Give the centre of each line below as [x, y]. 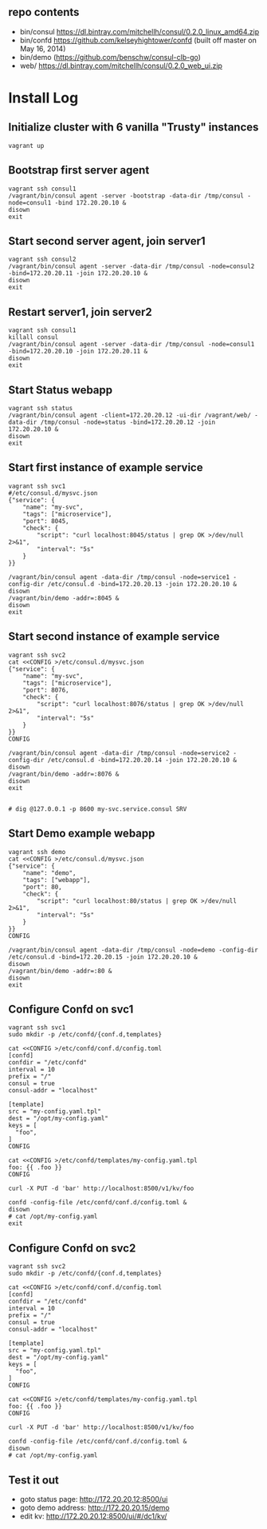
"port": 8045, [46, 521]
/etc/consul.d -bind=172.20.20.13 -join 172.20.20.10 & [142, 584]
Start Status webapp [61, 390]
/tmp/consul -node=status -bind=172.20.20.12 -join [128, 422]
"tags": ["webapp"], [57, 880]
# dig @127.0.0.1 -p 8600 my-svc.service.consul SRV [98, 809]
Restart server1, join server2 [80, 311]
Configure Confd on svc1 [71, 1009]
